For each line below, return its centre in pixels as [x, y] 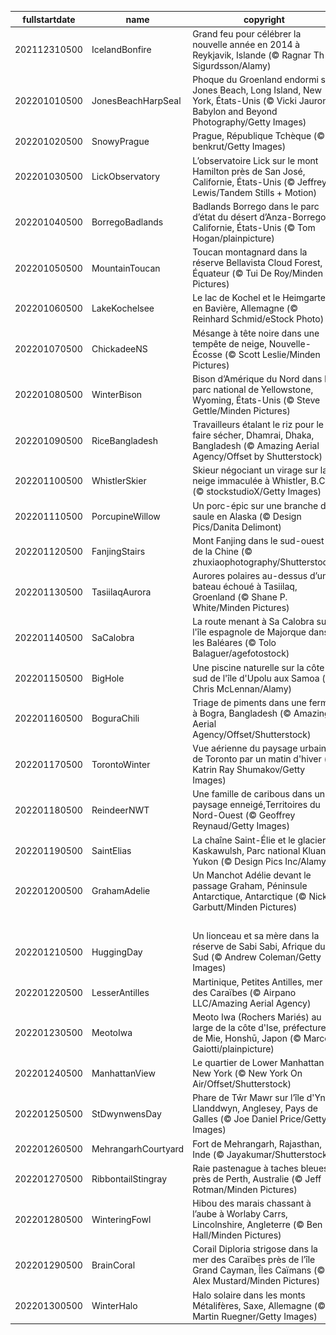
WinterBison [117, 395]
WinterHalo [114, 1305]
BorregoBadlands [127, 222]
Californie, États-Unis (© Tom [254, 227]
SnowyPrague [120, 141]
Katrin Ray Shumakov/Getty [249, 769]
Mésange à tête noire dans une [256, 333]
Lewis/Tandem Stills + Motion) [255, 192]
